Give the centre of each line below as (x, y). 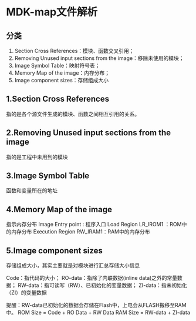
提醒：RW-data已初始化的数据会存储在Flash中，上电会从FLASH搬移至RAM (96, 305)
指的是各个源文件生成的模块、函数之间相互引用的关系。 (73, 114)
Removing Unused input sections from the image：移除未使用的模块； (99, 58)
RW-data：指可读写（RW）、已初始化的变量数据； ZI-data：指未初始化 (102, 285)
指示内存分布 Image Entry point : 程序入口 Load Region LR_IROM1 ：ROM (94, 225)
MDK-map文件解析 (52, 12)
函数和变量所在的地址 (32, 190)
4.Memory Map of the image (59, 209)
